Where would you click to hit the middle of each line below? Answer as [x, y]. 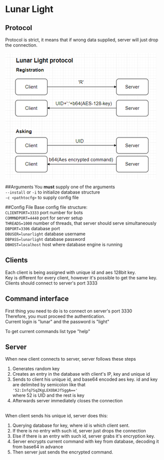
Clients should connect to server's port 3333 [51, 283]
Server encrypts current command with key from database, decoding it [85, 441]
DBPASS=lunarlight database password [45, 239]
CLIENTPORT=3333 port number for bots [44, 212]
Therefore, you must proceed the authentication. [55, 316]
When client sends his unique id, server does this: [56, 416]
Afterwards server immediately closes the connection [67, 401]
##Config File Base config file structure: [46, 207]
